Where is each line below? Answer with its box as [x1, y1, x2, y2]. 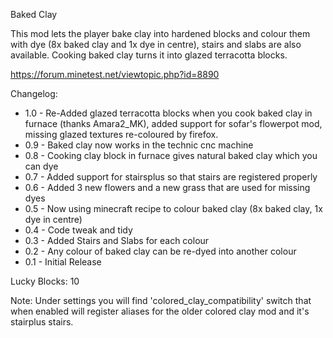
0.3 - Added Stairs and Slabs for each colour [24, 235, 210, 246]
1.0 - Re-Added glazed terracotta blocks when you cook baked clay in [24, 107, 313, 119]
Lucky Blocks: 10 [10, 275, 80, 287]
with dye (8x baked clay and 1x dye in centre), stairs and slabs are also [10, 39, 302, 50]
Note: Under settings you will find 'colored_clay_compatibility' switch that [10, 295, 312, 306]
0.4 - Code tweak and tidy [24, 224, 133, 236]
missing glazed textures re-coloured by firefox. [24, 129, 219, 140]
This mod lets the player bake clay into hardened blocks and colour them [10, 28, 311, 39]
